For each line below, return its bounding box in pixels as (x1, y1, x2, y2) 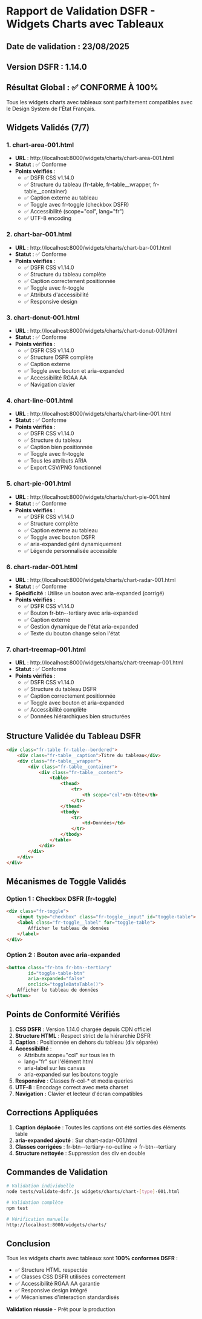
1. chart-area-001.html (6, 141, 74, 149)
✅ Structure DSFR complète (24, 353, 94, 361)
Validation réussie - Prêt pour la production (6, 1306, 116, 1313)
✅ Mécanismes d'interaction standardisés (15, 1294, 120, 1301)
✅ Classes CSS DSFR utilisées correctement (15, 1273, 126, 1280)
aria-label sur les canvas (24, 1064, 86, 1071)
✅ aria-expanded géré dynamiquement (24, 540, 122, 547)
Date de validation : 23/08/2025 (6, 41, 130, 52)
